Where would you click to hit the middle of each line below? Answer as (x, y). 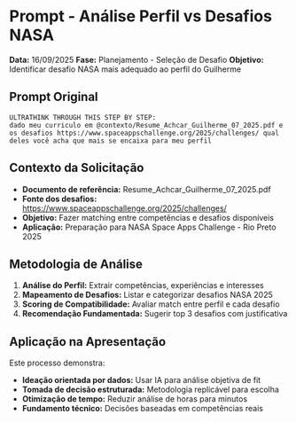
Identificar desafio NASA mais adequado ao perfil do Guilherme (125, 69)
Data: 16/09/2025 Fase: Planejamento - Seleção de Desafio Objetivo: (136, 59)
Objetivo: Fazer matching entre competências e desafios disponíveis (148, 217)
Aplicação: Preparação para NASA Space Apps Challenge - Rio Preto (149, 227)
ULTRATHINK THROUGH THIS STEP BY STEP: (83, 117)
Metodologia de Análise (76, 264)
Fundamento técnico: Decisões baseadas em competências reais (143, 409)
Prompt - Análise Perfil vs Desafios (141, 16)
